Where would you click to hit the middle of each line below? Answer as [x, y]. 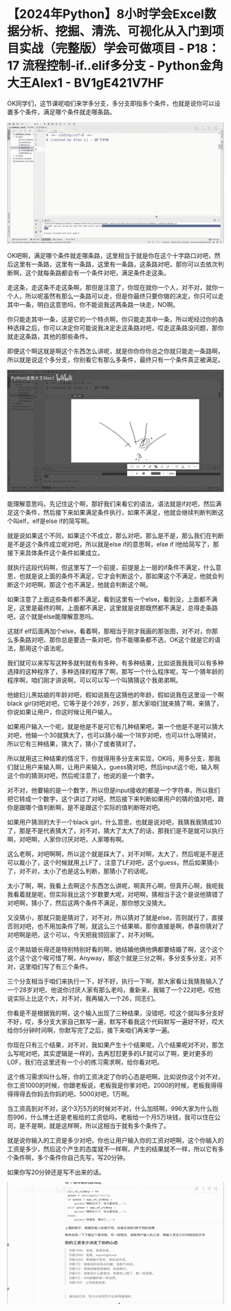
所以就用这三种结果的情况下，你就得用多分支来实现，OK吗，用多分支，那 [111, 758]
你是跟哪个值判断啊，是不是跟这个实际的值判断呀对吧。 [85, 807]
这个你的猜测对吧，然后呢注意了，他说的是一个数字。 [82, 776]
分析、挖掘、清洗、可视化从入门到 [116, 31]
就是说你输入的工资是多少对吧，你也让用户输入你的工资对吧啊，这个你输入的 [115, 1140]
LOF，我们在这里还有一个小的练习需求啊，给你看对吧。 [85, 1062]
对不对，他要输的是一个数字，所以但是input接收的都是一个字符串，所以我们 [114, 790]
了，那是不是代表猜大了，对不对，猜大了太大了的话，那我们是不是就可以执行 [115, 831]
